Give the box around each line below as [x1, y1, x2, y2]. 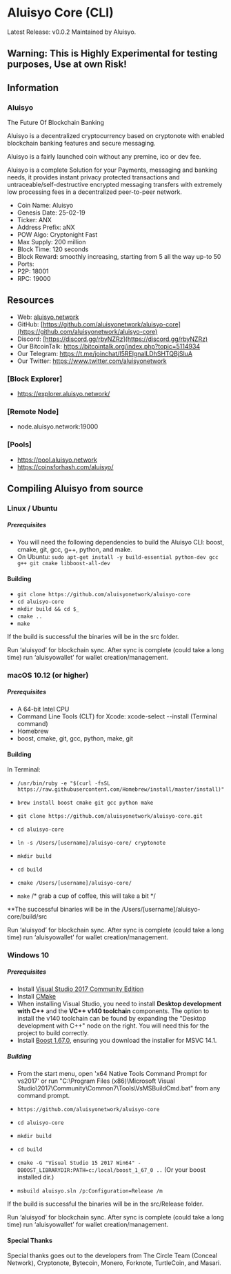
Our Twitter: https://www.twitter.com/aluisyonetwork [17, 357, 167, 365]
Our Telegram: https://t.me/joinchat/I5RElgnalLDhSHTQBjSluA [17, 349, 193, 357]
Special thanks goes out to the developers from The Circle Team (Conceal [7, 1251, 218, 1260]
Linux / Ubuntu [7, 504, 58, 513]
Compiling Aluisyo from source [7, 483, 143, 495]
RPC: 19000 [17, 275, 51, 283]
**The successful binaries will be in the [7, 905, 121, 914]
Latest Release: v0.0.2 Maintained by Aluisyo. [7, 28, 137, 36]
